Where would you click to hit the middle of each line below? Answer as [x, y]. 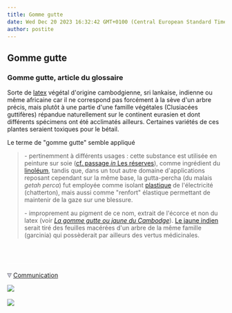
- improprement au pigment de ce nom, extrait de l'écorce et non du [121, 213]
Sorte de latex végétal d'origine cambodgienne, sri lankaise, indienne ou [110, 92]
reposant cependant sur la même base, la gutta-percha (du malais [118, 178]
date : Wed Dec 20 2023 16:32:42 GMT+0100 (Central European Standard [109, 22]
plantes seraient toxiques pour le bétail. [63, 129]
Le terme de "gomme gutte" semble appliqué [71, 143]
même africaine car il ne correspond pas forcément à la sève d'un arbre [109, 100]
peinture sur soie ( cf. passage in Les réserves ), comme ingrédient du [122, 163]
